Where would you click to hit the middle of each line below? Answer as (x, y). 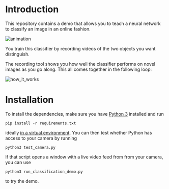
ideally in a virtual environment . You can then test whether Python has (79, 132)
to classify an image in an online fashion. (48, 29)
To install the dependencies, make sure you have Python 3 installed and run (84, 114)
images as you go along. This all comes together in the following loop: (79, 69)
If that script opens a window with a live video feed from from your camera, (84, 157)
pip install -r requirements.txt (41, 123)
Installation (30, 100)
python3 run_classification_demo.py (44, 172)
